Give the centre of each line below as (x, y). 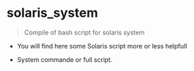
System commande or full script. (65, 59)
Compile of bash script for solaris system (84, 32)
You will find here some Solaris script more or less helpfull (102, 46)
